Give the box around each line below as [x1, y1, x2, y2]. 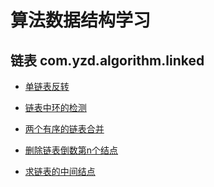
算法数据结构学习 [10, 9, 152, 32]
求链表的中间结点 [24, 166, 96, 177]
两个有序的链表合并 [24, 123, 105, 135]
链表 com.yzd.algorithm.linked [10, 52, 205, 69]
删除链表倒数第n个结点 [24, 144, 119, 156]
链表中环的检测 [24, 102, 87, 113]
